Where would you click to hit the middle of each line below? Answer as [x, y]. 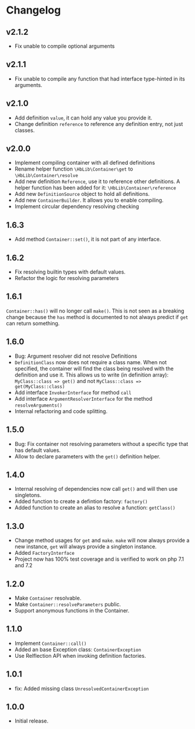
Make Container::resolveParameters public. [68, 604]
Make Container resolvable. [48, 598]
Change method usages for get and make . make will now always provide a [102, 540]
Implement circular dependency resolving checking [77, 207]
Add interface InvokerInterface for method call [73, 392]
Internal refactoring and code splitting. [61, 411]
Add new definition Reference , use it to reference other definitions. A [97, 182]
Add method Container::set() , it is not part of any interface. [88, 239]
